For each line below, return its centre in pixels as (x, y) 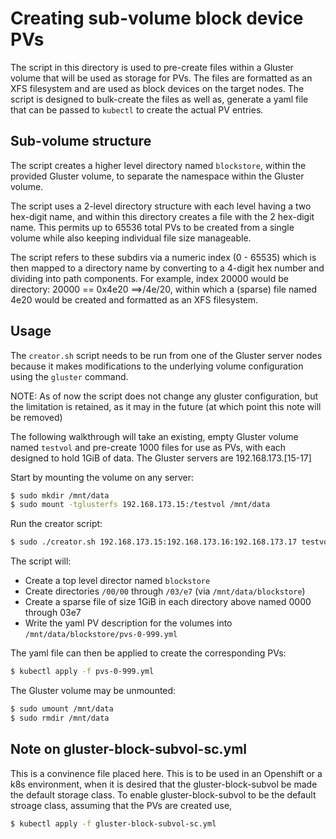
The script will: (41, 561)
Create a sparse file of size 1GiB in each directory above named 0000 (168, 602)
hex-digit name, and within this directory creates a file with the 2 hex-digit (162, 216)
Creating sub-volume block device (157, 18)
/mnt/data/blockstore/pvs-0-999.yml (101, 635)
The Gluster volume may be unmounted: (93, 691)
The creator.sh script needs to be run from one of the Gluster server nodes (166, 355)
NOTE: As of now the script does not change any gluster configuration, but (164, 396)
